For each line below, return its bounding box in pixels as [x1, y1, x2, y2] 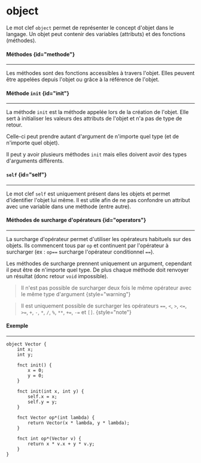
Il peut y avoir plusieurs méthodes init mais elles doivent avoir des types [6, 151, 187, 158]
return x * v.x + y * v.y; [28, 441, 95, 447]
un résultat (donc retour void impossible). [6, 272, 109, 279]
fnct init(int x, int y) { [17, 388, 84, 394]
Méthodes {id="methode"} [6, 50, 75, 58]
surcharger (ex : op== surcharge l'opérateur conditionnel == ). [6, 248, 154, 255]
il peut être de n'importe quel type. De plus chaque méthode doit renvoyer [6, 266, 189, 273]
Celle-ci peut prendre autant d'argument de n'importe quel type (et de [6, 133, 179, 140]
